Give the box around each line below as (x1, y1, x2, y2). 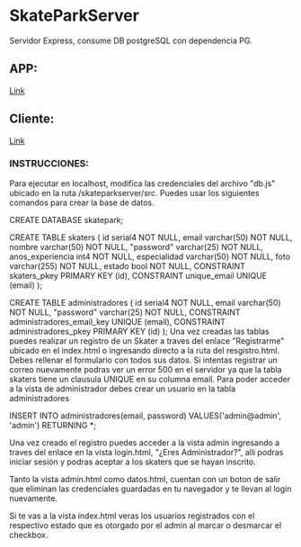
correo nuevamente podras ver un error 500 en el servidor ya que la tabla (9, 363, 282, 374)
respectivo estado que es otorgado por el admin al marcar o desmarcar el (9, 519, 282, 531)
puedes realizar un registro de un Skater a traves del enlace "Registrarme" (9, 335, 285, 346)
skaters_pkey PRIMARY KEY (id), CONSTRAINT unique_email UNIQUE (9, 270, 268, 281)
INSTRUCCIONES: (9, 157, 90, 170)
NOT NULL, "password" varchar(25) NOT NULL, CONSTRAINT (9, 307, 241, 318)
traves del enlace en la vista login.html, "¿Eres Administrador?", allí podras (9, 446, 284, 457)
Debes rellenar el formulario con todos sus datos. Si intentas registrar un (9, 354, 278, 365)
